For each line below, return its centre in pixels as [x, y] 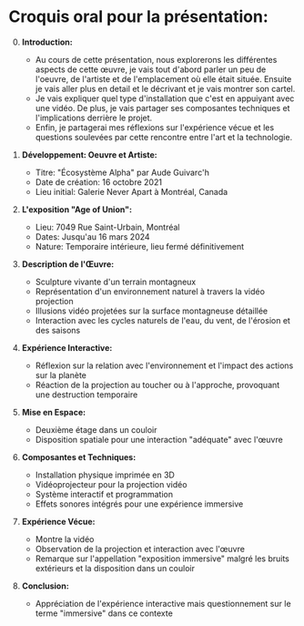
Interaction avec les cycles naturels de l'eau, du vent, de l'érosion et [162, 320]
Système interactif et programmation [104, 494]
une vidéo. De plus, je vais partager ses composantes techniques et [162, 108]
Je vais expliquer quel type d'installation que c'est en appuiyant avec [165, 98]
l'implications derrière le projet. [94, 118]
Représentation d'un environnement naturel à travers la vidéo [150, 291]
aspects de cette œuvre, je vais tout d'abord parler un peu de [151, 69]
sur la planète [61, 375]
